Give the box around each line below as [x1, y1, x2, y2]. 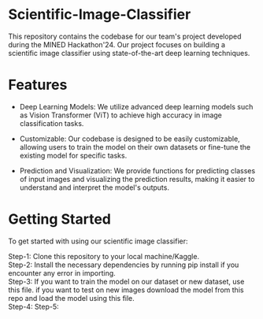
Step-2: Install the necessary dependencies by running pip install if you [8, 260, 239, 269]
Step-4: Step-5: [8, 302, 59, 311]
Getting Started [8, 210, 112, 228]
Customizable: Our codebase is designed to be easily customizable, [19, 134, 240, 143]
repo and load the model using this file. [8, 293, 135, 302]
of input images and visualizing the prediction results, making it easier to [19, 174, 255, 184]
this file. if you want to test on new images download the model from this [8, 285, 244, 295]
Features [8, 76, 68, 94]
